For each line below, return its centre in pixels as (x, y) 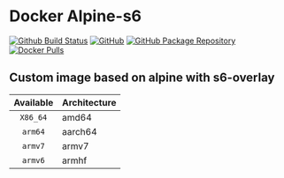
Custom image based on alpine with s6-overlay (142, 78)
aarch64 (79, 131)
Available (34, 102)
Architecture (89, 102)
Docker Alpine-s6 (75, 16)
